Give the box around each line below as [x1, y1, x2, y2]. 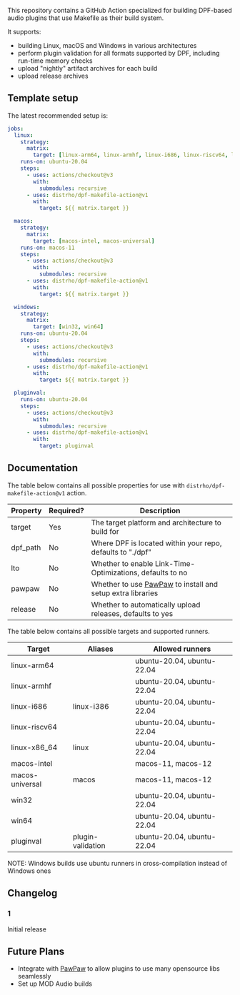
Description [139, 505, 181, 515]
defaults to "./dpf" [91, 547, 152, 557]
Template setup [7, 92, 79, 104]
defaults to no [141, 567, 188, 577]
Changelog [7, 887, 58, 899]
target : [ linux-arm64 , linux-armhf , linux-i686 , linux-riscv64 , [33, 151, 229, 159]
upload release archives [17, 71, 89, 80]
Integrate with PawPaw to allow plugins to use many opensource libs [17, 964, 220, 973]
